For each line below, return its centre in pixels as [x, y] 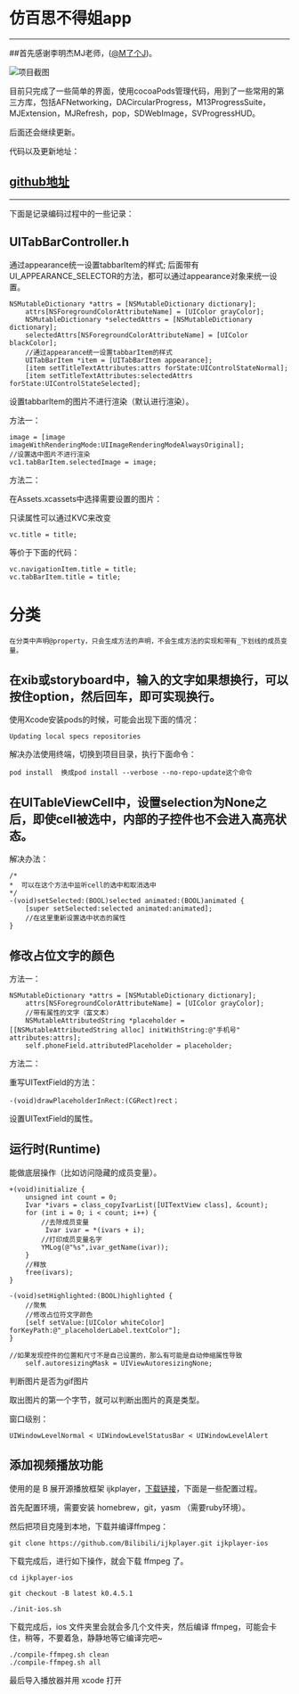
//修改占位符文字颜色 [59, 1315]
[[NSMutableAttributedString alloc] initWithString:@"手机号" [125, 1030]
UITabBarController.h [69, 242]
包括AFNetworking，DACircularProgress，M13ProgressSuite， [155, 102]
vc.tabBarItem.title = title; [65, 577]
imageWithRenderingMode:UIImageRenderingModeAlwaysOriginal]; [127, 445]
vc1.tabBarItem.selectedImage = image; [83, 462]
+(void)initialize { [48, 1189]
